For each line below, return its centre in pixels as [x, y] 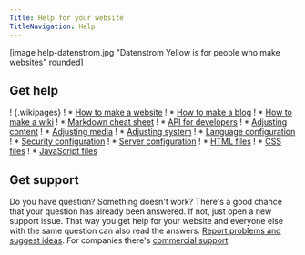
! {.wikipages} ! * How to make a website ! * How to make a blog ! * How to [151, 112]
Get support [44, 180]
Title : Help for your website [67, 18]
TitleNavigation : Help [52, 26]
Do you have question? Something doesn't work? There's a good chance [146, 202]
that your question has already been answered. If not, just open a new [141, 211]
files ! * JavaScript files [54, 151]
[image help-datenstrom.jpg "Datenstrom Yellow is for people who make [145, 52]
